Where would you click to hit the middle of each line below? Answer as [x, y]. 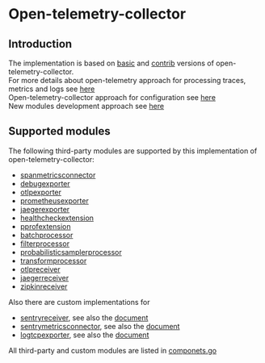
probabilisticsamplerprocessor [71, 252]
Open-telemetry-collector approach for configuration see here [112, 97]
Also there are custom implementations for [80, 302]
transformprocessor [53, 261]
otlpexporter [41, 192]
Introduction [40, 44]
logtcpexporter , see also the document [84, 335]
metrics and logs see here [52, 89]
